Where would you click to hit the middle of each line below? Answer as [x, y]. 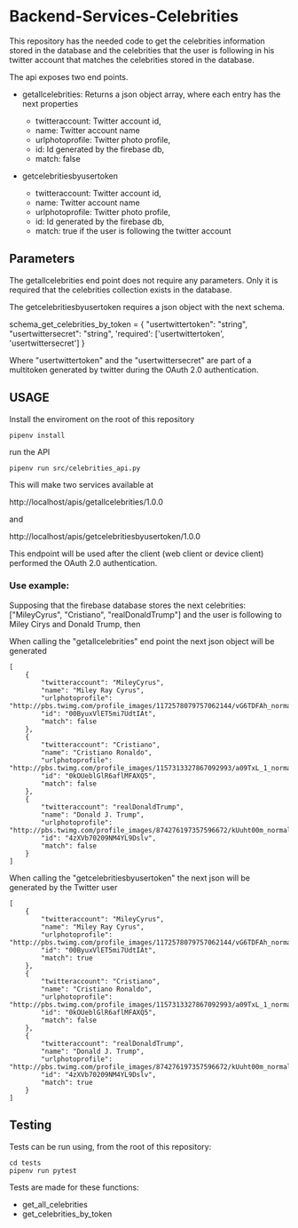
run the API [30, 451]
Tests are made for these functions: [74, 1187]
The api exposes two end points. [69, 76]
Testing [31, 1125]
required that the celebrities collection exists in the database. [121, 290]
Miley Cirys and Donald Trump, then [75, 624]
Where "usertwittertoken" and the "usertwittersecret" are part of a [130, 360]
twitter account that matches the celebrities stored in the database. [132, 60]
